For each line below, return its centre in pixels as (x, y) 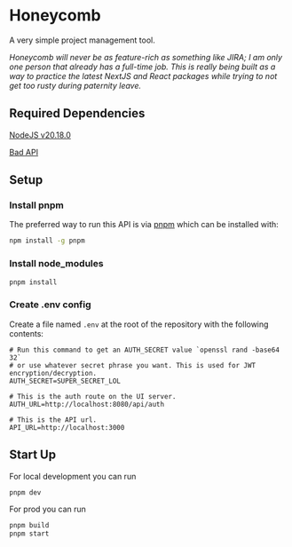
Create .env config (50, 305)
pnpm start (29, 534)
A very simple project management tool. (82, 40)
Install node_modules (56, 264)
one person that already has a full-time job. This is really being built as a (142, 67)
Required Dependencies (77, 113)
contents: (27, 333)
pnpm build (29, 526)
